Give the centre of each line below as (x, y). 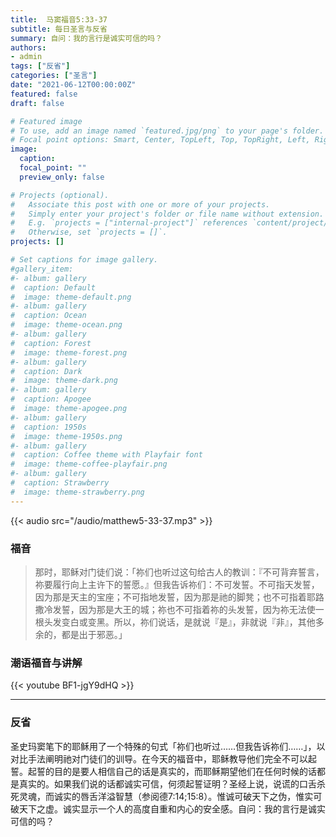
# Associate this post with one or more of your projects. (140, 204)
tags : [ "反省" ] (40, 66)
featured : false (44, 94)
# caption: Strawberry (60, 483)
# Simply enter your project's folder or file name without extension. (167, 214)
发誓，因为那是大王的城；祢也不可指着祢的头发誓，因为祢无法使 (184, 609)
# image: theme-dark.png (64, 381)
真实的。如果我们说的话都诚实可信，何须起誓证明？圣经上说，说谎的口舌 (167, 783)
